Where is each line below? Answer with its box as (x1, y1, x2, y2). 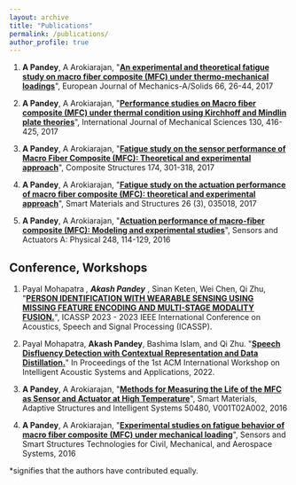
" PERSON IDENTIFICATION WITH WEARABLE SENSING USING (21, 293, 254, 304)
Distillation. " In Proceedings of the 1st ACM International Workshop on (21, 357, 281, 368)
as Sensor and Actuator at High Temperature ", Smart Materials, (21, 394, 258, 404)
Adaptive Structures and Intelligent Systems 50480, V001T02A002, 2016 (21, 403, 288, 413)
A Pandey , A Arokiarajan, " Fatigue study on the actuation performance (21, 179, 286, 191)
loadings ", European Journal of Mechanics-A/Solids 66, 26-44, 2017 (21, 81, 274, 91)
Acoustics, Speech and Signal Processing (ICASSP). (21, 321, 213, 332)
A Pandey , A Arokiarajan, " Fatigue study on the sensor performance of (21, 144, 286, 154)
